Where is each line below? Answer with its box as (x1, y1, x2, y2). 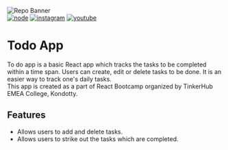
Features (7, 110, 46, 121)
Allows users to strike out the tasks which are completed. (16, 134, 179, 143)
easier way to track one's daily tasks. (7, 75, 112, 83)
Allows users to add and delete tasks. (16, 127, 123, 136)
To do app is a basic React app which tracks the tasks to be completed (7, 60, 207, 68)
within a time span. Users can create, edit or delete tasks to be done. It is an (7, 67, 222, 75)
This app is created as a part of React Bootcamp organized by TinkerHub (7, 82, 214, 90)
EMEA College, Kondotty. (7, 89, 78, 97)
